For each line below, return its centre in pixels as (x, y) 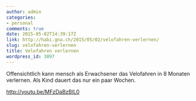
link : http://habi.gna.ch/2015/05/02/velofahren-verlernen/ (83, 40)
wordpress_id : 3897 (31, 57)
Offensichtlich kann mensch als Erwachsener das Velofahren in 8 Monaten (98, 73)
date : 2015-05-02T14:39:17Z (41, 34)
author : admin (24, 12)
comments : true (25, 29)
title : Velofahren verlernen (43, 51)
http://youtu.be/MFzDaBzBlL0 (43, 91)
